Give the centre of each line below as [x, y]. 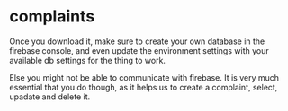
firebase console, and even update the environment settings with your [139, 50]
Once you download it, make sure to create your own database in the [137, 41]
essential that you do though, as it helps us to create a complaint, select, [144, 87]
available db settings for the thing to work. [88, 60]
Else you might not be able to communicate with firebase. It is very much [144, 77]
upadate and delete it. [50, 97]
